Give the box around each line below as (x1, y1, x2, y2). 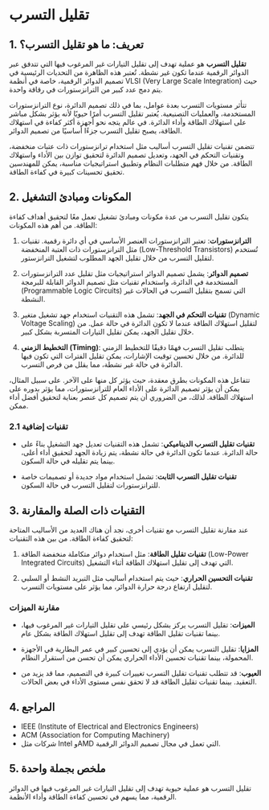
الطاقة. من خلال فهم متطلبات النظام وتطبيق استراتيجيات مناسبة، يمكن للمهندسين (9, 158, 253, 168)
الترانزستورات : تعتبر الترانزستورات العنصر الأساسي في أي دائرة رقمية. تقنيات (20, 236, 252, 245)
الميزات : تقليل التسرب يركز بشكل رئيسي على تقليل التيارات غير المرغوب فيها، (20, 620, 255, 630)
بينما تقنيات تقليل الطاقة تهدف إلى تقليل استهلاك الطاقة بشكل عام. (20, 629, 221, 639)
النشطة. (20, 294, 46, 303)
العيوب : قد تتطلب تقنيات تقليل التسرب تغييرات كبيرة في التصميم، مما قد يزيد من (20, 668, 262, 678)
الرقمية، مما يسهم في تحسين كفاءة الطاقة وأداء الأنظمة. (9, 791, 177, 801)
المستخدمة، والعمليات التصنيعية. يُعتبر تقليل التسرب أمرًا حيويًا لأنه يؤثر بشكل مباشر (9, 109, 256, 118)
